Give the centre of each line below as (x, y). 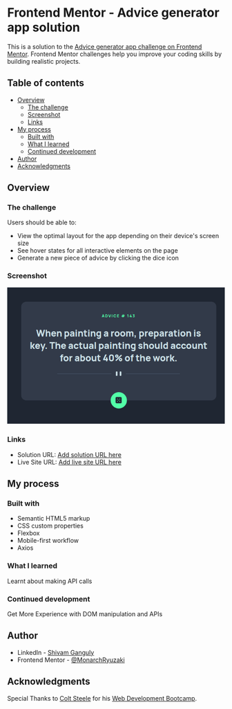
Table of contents (46, 83)
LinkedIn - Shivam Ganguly (56, 652)
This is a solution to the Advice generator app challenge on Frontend (105, 46)
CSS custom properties (50, 526)
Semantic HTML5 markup (54, 519)
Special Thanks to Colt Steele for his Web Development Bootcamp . (102, 698)
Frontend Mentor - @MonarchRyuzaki (71, 660)
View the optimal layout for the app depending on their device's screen (118, 236)
